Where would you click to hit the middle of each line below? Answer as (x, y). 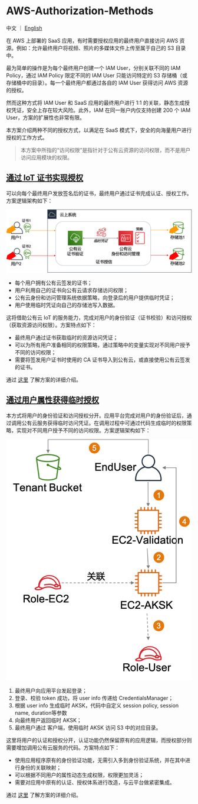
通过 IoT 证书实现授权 (45, 178)
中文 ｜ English (24, 28)
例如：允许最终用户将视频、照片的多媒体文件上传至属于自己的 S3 (95, 48)
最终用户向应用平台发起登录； (51, 691)
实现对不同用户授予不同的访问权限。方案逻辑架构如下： (83, 430)
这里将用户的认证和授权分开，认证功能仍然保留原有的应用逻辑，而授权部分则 (99, 740)
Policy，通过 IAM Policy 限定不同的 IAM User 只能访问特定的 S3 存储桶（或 (97, 75)
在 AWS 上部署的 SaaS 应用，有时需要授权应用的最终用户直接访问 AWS (92, 40)
